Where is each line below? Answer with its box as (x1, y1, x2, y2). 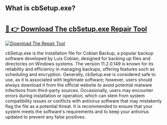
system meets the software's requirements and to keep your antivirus (5, 108, 149, 114)
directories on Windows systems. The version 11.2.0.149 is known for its (5, 61, 153, 66)
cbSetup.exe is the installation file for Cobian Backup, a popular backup (5, 50, 153, 56)
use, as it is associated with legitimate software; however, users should (5, 77, 152, 82)
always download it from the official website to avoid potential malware (5, 82, 152, 88)
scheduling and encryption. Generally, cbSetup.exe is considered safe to (5, 71, 156, 77)
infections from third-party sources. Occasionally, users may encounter (5, 87, 153, 93)
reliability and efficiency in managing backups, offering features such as (5, 66, 155, 72)
